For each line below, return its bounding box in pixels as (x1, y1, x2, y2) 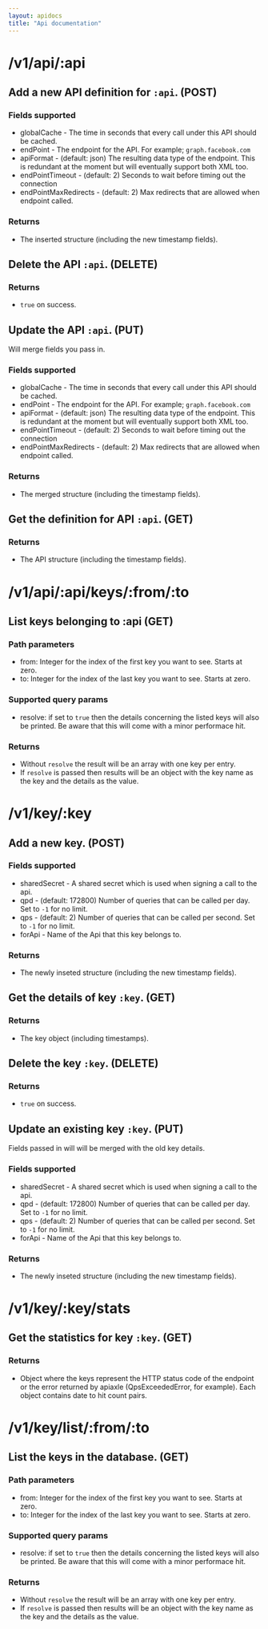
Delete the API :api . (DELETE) (8, 258, 158, 271)
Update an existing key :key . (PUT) (8, 1122, 184, 1135)
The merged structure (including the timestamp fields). (19, 489, 201, 498)
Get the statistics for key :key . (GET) (8, 1331, 193, 1345)
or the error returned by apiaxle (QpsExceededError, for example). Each (19, 1382, 256, 1391)
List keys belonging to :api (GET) (8, 615, 174, 628)
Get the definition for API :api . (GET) (8, 513, 194, 526)
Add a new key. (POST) (8, 836, 126, 850)
